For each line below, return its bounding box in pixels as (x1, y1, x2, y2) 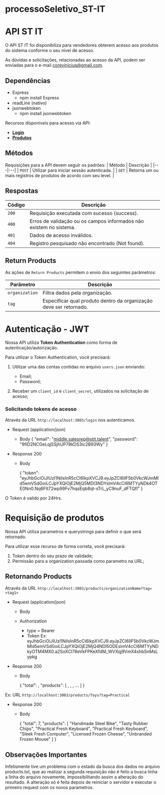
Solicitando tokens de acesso (5, 406, 77, 413)
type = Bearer (27, 628, 55, 634)
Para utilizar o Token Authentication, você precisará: (5, 354, 111, 360)
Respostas (5, 187, 38, 195)
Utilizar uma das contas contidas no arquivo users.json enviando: (12, 364, 146, 370)
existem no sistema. (29, 224, 76, 231)
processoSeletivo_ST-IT (5, 3, 106, 15)
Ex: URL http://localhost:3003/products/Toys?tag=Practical (5, 692, 130, 698)
